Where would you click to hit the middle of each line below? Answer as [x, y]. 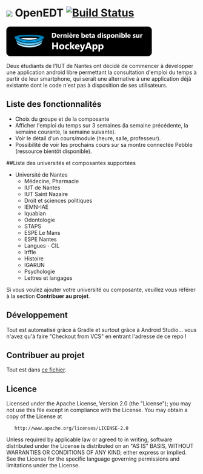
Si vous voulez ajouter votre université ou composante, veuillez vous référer [101, 289]
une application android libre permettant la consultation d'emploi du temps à [101, 72]
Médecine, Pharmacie [52, 181]
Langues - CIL [42, 245]
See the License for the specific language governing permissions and [93, 459]
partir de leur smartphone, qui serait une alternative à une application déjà [99, 78]
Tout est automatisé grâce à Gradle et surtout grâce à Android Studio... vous [101, 330]
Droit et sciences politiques [58, 200]
